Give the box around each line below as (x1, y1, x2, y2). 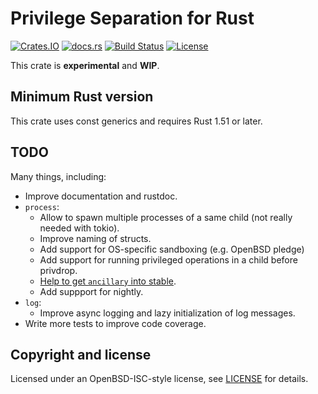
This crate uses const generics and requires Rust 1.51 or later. (10, 115, 263, 127)
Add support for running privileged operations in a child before (39, 253, 298, 266)
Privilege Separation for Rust (10, 7, 255, 30)
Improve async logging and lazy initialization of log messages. (39, 307, 296, 319)
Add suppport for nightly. (39, 285, 144, 297)
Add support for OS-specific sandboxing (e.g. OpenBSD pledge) (39, 243, 305, 255)
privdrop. (39, 264, 78, 276)
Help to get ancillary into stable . (39, 275, 177, 287)
